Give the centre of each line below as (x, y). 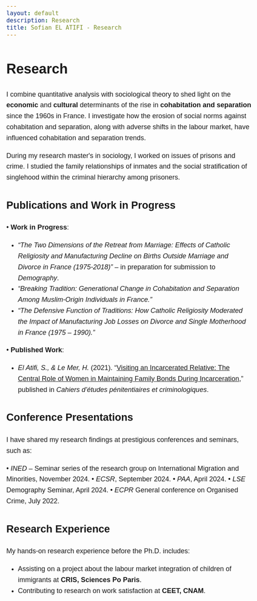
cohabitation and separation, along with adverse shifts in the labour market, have (128, 127)
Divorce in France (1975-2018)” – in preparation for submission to (117, 267)
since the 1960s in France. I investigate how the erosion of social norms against (126, 116)
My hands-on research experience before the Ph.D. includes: (98, 551)
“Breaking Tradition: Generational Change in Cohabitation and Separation (128, 289)
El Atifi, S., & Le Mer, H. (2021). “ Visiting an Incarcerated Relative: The (124, 368)
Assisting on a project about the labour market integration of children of (125, 569)
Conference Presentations (70, 417)
